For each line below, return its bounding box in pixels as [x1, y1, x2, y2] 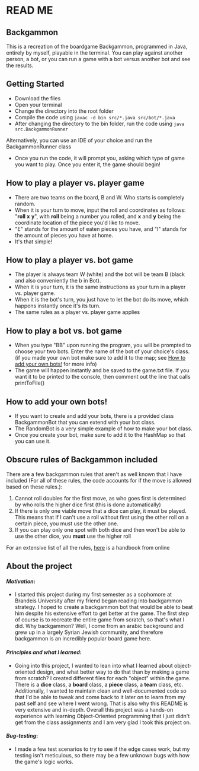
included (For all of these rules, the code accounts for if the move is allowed [6, 477, 192, 484]
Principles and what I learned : [6, 649, 82, 656]
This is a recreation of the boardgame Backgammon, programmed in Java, [6, 43, 188, 50]
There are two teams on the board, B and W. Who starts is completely [14, 193, 185, 201]
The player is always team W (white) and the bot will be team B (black [14, 271, 185, 278]
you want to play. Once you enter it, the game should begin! [14, 161, 161, 168]
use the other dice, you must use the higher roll [14, 532, 131, 540]
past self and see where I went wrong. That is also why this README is [14, 700, 188, 707]
